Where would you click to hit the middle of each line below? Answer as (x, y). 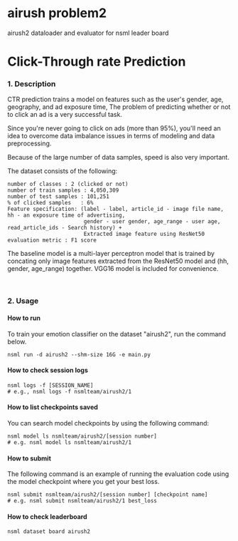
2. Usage (23, 301)
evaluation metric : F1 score (52, 240)
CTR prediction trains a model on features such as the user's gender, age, (115, 99)
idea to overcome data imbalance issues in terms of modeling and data (111, 136)
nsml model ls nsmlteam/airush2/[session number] (82, 436)
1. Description (32, 84)
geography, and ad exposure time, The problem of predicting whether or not (119, 107)
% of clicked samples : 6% (50, 203)
